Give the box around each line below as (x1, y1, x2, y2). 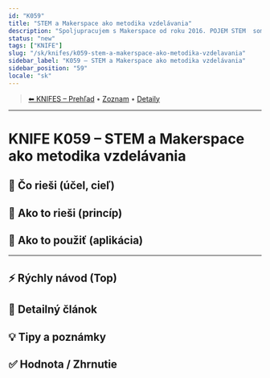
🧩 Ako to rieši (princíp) (8, 206, 123, 220)
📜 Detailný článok (8, 303, 98, 317)
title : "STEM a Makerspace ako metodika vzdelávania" (8, 19, 193, 27)
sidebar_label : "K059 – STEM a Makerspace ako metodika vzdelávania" (8, 57, 247, 65)
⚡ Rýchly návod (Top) (8, 271, 118, 285)
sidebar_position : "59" (8, 64, 88, 73)
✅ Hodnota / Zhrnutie (8, 357, 118, 371)
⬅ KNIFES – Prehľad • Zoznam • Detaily (27, 93, 161, 103)
